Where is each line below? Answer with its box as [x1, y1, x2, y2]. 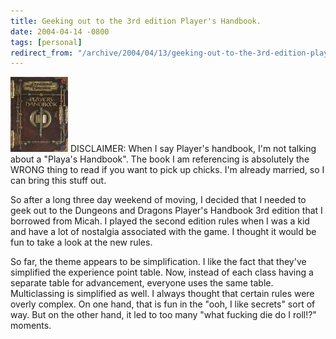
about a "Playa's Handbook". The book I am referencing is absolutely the [10, 153, 310, 165]
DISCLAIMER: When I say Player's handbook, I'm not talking [69, 143, 317, 155]
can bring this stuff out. [10, 175, 107, 187]
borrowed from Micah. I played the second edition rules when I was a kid [10, 215, 310, 227]
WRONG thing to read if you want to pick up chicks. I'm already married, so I [10, 164, 325, 176]
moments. [10, 320, 52, 332]
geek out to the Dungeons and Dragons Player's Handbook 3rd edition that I [10, 205, 323, 217]
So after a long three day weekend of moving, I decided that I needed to [10, 194, 307, 206]
